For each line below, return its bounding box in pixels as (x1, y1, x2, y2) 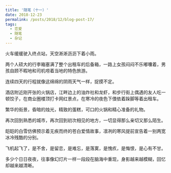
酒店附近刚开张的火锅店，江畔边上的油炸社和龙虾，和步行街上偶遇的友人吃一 (5, 89, 166, 95)
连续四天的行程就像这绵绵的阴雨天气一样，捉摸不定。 (5, 78, 117, 84)
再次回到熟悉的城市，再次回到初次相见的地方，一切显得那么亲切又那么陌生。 (5, 117, 166, 123)
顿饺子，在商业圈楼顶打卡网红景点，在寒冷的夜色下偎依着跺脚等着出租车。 (5, 95, 161, 102)
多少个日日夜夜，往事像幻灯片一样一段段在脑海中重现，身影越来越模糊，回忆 (5, 156, 166, 162)
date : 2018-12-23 (5, 12, 42, 17)
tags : (5, 21, 17, 27)
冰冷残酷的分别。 (5, 134, 41, 140)
